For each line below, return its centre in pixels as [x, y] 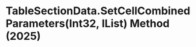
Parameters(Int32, [53, 23]
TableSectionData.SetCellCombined [98, 11]
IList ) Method [136, 23]
